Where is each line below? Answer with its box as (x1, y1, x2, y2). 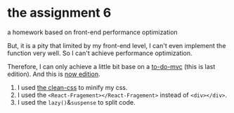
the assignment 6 (7, 5, 112, 21)
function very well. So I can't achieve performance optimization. (7, 49, 193, 57)
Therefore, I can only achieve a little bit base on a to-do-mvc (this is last (7, 62, 216, 70)
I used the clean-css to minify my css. (17, 83, 128, 91)
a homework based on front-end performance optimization (7, 28, 178, 36)
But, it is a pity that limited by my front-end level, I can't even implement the (7, 41, 226, 50)
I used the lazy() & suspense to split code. (17, 98, 136, 106)
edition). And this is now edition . (7, 70, 100, 78)
